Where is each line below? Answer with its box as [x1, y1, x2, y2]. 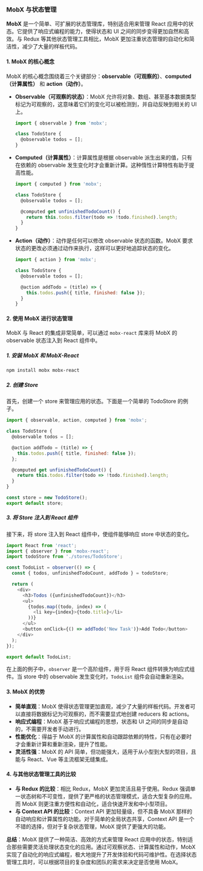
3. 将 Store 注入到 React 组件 [6, 514, 79, 521]
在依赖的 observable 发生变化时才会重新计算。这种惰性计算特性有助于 [14, 161, 189, 169]
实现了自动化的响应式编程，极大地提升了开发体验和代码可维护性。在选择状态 [6, 850, 197, 858]
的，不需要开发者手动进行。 [14, 725, 85, 733]
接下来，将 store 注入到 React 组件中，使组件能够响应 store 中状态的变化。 [6, 530, 193, 537]
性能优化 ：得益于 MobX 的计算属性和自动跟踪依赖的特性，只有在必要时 [14, 733, 192, 740]
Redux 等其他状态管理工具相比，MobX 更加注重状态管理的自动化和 [23, 35, 190, 43]
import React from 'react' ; [6, 542, 77, 548]
